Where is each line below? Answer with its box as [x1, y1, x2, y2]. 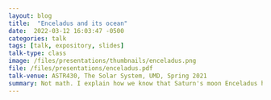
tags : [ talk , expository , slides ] [8, 42, 125, 50]
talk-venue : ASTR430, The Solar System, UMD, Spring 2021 [8, 72, 207, 80]
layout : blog [8, 11, 52, 20]
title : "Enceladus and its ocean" [8, 19, 128, 27]
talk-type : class [8, 49, 67, 57]
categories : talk [8, 34, 67, 43]
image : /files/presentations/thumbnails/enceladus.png [8, 57, 197, 65]
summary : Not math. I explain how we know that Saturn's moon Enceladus [8, 79, 258, 87]
